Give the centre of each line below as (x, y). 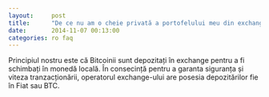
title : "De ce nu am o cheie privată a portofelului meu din (121, 23)
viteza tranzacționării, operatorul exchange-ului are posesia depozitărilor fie (133, 77)
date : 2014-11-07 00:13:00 (64, 30)
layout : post (37, 16)
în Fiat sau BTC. (34, 86)
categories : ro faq (41, 38)
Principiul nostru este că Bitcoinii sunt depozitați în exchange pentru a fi (126, 60)
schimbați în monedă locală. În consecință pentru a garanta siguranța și (126, 69)
